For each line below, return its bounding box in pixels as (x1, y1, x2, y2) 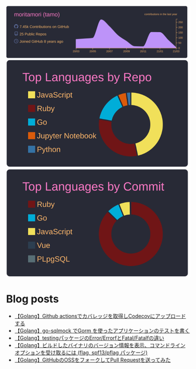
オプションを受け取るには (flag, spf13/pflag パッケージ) (14, 349, 148, 356)
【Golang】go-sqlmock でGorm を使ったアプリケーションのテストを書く (14, 327, 190, 334)
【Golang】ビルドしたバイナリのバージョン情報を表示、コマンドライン (14, 342, 186, 349)
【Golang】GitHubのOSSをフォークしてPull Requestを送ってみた (14, 356, 171, 363)
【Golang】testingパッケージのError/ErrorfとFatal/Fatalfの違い (14, 334, 165, 342)
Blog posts (6, 292, 59, 305)
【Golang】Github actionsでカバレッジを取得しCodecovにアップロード (14, 312, 186, 319)
